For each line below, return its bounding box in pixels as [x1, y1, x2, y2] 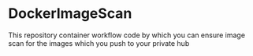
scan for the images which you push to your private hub [8, 38, 190, 47]
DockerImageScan [8, 5, 132, 23]
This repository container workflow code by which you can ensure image [8, 30, 246, 40]
